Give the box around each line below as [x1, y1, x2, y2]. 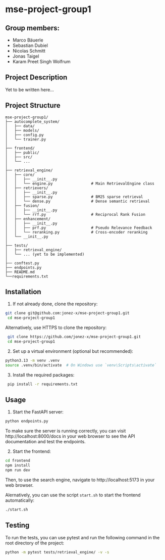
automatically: [5, 497, 34, 503]
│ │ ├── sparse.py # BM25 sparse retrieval [5, 194, 143, 199]
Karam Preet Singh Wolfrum [12, 59, 71, 64]
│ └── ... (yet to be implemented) [5, 252, 85, 257]
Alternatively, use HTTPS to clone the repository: [5, 324, 107, 331]
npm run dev [5, 468, 30, 473]
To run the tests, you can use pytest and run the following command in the [5, 534, 160, 540]
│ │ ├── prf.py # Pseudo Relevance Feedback [5, 225, 152, 230]
